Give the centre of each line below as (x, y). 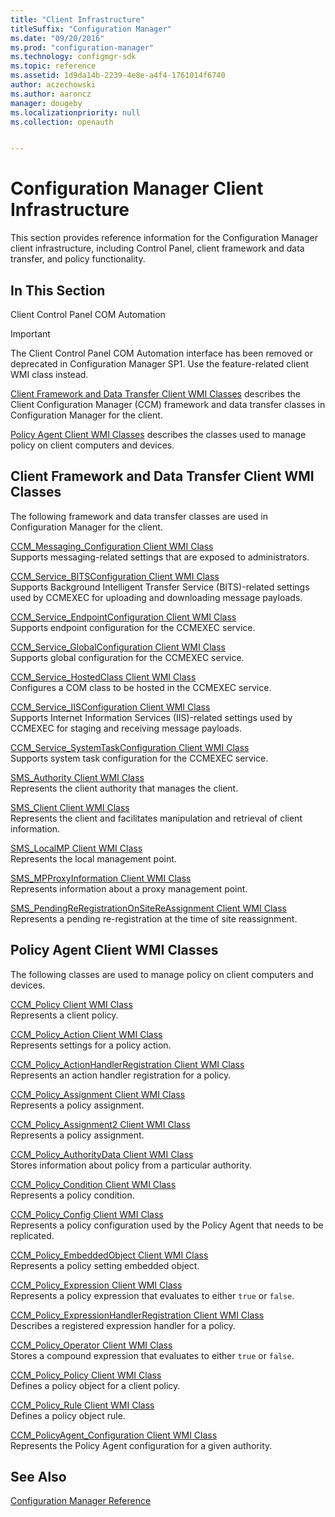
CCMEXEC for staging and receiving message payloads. (126, 728)
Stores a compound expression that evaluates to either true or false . (152, 1355)
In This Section (58, 290)
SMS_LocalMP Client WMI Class (76, 848)
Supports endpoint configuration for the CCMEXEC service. (133, 627)
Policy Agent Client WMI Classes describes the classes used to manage (158, 434)
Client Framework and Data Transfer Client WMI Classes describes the (155, 394)
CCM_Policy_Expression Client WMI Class (96, 1285)
